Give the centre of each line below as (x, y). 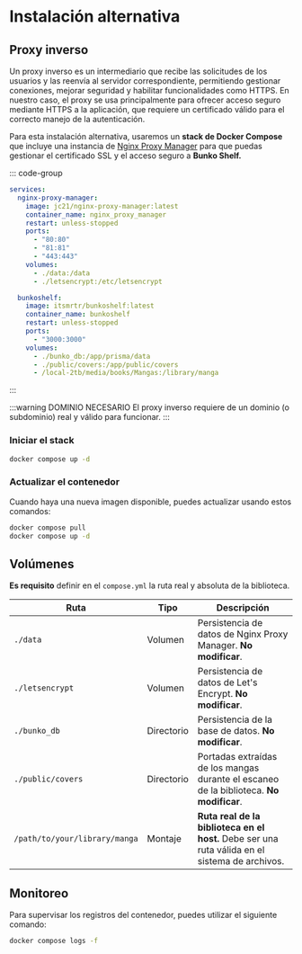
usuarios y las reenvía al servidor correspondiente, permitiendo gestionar (145, 81)
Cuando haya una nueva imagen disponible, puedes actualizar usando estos (151, 502)
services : (28, 190)
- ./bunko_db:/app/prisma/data (92, 356)
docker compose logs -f (54, 941)
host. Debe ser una (238, 839)
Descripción (243, 608)
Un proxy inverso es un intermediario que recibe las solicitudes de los (138, 71)
